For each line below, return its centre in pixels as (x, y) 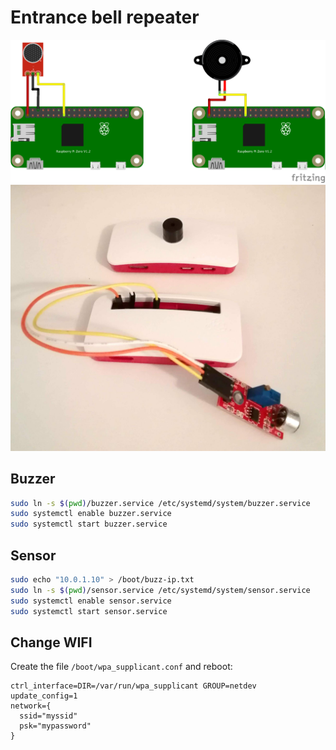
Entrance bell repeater (105, 17)
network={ (31, 706)
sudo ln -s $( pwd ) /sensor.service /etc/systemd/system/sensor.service (160, 590)
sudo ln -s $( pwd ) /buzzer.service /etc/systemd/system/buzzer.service (160, 503)
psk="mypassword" (55, 726)
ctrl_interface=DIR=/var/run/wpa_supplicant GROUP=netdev (133, 686)
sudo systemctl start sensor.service (89, 611)
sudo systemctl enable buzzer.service (91, 514)
